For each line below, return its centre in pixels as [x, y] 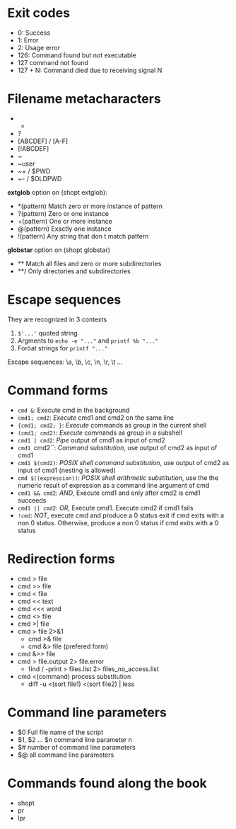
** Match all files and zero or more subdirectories [89, 263]
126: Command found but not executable [77, 55]
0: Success [34, 33]
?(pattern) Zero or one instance [63, 213]
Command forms [58, 390]
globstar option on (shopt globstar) [59, 250]
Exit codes [39, 13]
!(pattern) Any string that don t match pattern [83, 236]
